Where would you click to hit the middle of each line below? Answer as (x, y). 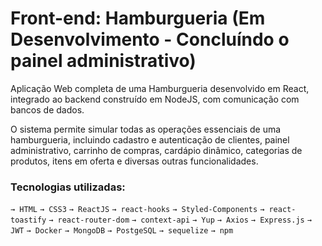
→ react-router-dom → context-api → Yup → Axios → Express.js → (180, 220)
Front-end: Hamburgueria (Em (138, 18)
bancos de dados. (47, 109)
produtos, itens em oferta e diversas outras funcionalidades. (134, 161)
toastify (28, 220)
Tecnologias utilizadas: (68, 187)
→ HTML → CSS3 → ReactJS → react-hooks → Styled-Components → (137, 210)
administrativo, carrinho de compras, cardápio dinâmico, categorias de (156, 150)
